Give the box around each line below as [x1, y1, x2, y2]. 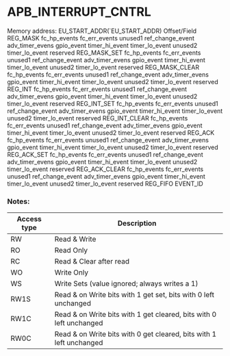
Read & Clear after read [54, 257, 130, 266]
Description [117, 218, 157, 228]
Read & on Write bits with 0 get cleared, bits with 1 [54, 329, 217, 339]
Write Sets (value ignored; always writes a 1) [54, 279, 199, 288]
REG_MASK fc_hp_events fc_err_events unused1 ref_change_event [7, 34, 195, 42]
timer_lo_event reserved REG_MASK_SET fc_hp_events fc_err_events [7, 49, 201, 57]
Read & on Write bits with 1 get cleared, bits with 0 [54, 309, 217, 319]
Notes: [7, 196, 30, 206]
